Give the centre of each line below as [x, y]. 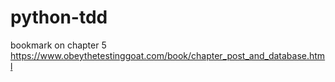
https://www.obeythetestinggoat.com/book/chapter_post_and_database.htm [168, 55]
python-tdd [59, 17]
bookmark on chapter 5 [58, 45]
